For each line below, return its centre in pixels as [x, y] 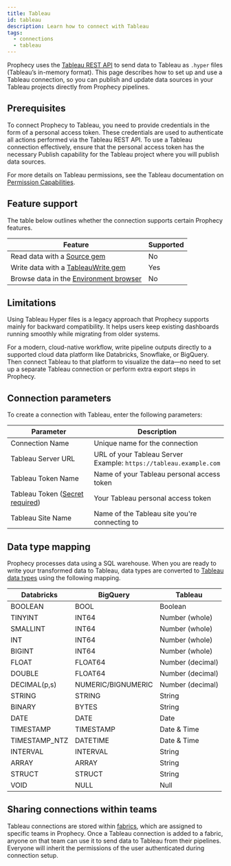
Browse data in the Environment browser [76, 278]
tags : [15, 33]
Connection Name [40, 443]
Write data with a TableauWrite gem [68, 267]
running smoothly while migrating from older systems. [84, 334]
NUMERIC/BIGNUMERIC [114, 685]
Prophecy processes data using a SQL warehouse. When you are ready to [112, 564]
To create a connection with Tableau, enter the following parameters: [105, 415]
